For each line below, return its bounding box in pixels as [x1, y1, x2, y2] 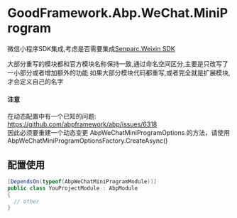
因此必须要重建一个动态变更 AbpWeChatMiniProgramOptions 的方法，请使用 [7, 129, 231, 137]
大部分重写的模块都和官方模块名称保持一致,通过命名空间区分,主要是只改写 [7, 59, 223, 68]
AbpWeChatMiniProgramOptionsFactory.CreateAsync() [7, 136, 168, 145]
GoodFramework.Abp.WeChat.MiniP [7, 5, 228, 21]
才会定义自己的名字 [7, 77, 64, 86]
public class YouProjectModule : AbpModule [7, 185, 138, 192]
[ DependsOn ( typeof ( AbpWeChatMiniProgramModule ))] [7, 178, 158, 185]
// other [13, 197, 40, 205]
